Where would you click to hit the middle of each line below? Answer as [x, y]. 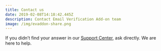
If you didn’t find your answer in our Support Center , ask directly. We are [81, 38]
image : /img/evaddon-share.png [38, 24]
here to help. [18, 43]
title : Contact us [25, 10]
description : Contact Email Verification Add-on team [63, 19]
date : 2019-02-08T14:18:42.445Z [39, 14]
